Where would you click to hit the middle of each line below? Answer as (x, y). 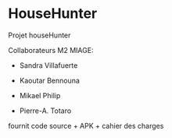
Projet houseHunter (39, 35)
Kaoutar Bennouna (50, 80)
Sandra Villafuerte (48, 65)
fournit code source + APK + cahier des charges (86, 126)
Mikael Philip (40, 95)
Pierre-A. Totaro (45, 111)
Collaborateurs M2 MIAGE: (51, 50)
